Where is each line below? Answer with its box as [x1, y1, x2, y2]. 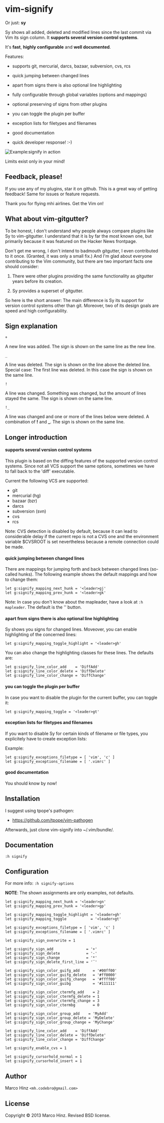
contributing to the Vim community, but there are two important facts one [5, 258, 153, 264]
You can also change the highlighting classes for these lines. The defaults [5, 650, 154, 656]
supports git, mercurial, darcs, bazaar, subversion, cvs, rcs [12, 63, 131, 69]
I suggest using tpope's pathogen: [5, 808, 74, 814]
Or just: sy [5, 20, 26, 26]
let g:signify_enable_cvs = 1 [5, 1046, 67, 1051]
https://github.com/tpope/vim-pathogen [12, 817, 93, 823]
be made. [5, 544, 24, 549]
